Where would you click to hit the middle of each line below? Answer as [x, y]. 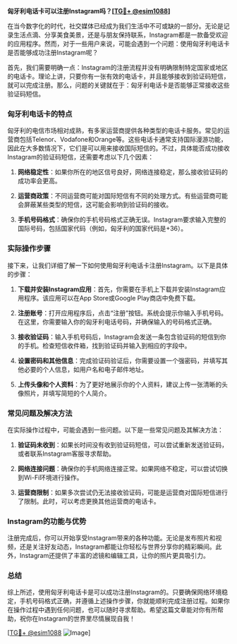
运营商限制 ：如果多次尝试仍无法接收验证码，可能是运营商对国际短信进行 [122, 492]
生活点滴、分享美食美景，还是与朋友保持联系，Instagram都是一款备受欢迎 [120, 35]
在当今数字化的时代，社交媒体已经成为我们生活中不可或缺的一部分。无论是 [115, 26]
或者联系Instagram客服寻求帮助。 [66, 454]
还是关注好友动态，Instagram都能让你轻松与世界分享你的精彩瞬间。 [117, 547]
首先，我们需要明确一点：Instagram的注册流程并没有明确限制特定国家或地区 [117, 67]
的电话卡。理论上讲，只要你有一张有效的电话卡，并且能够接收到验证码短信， [119, 76]
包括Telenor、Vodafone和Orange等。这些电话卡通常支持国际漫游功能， [123, 140]
